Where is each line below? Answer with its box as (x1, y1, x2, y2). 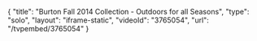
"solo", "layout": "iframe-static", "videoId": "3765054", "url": (7, 15, 209, 25)
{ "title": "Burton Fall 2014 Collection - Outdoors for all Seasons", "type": (7, 7, 250, 16)
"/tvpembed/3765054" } (7, 24, 89, 33)
